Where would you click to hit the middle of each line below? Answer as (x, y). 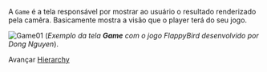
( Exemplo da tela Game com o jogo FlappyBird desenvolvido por (152, 36)
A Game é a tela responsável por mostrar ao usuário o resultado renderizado (132, 12)
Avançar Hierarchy (39, 60)
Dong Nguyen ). (33, 44)
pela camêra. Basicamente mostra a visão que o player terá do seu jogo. (127, 20)
